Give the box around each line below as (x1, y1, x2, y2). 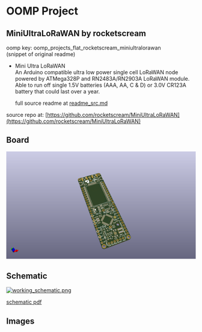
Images (6, 316, 35, 326)
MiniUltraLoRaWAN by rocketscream (6, 28, 146, 39)
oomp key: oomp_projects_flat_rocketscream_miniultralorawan (6, 44, 161, 51)
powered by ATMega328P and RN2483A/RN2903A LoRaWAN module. (14, 75, 190, 82)
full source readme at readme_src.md (14, 99, 108, 107)
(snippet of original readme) (6, 51, 76, 58)
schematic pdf (6, 298, 42, 305)
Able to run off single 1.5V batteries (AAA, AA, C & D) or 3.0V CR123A (14, 81, 186, 89)
